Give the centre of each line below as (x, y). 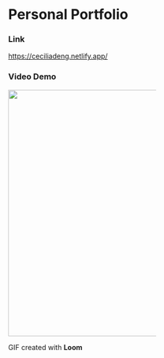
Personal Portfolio (68, 15)
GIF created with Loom (45, 347)
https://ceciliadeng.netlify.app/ (58, 56)
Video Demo (32, 76)
